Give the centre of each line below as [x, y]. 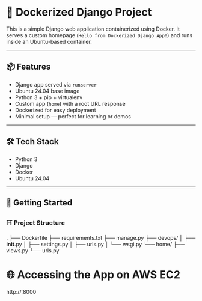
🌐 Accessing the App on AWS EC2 [93, 275]
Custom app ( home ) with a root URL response [70, 103]
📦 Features [29, 67]
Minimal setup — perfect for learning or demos [73, 116]
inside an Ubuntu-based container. [49, 41]
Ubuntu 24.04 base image [47, 91]
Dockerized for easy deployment [55, 110]
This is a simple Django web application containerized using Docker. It [93, 29]
